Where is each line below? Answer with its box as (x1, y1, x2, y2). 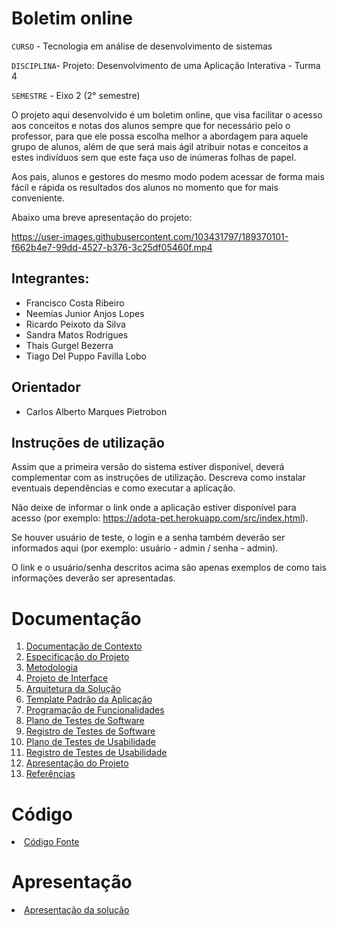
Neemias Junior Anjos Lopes (25, 307, 145, 319)
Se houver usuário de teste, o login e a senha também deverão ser (11, 532, 286, 544)
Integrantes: (11, 270, 90, 287)
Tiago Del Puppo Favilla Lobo (25, 350, 147, 362)
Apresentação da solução (24, 904, 130, 916)
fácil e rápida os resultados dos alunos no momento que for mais (11, 181, 279, 193)
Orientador (11, 379, 81, 396)
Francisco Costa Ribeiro (25, 297, 125, 309)
